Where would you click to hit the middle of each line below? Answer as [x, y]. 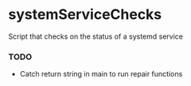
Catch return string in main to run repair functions [101, 74]
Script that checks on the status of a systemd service [95, 36]
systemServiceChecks [85, 15]
